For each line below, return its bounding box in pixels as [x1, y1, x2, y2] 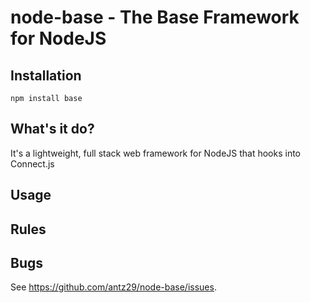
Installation [10, 67, 82, 84]
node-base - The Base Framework [10, 6, 300, 29]
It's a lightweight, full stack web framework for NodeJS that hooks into [10, 147, 302, 159]
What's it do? [10, 121, 95, 138]
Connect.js [10, 157, 55, 170]
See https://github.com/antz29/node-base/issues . [10, 281, 217, 293]
